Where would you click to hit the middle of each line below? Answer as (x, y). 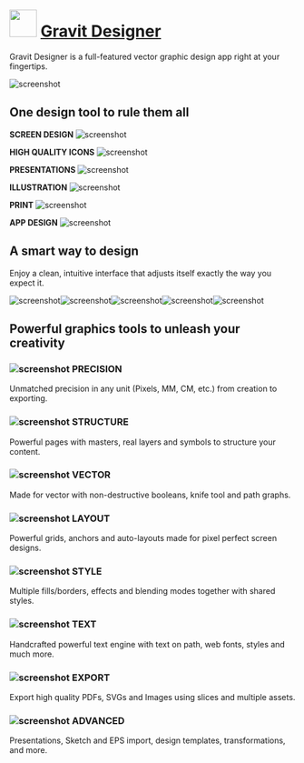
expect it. (27, 283)
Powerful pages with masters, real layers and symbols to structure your (143, 442)
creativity (37, 342)
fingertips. (29, 66)
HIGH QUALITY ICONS (52, 152)
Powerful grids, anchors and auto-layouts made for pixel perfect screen (143, 538)
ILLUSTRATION (39, 187)
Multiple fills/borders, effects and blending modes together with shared (142, 591)
